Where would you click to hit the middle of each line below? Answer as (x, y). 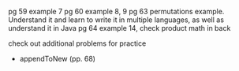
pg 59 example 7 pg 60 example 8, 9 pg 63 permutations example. (116, 11)
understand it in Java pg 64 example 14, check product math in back (119, 28)
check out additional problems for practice (77, 43)
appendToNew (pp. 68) (58, 59)
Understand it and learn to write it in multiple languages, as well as (116, 20)
